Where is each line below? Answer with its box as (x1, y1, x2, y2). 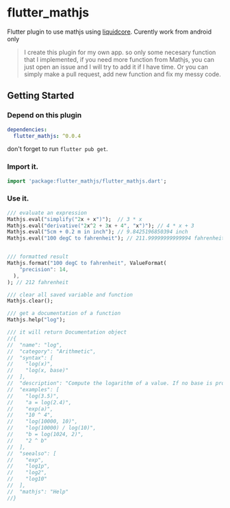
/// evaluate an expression (7, 209, 88, 216)
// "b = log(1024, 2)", (7, 431, 84, 438)
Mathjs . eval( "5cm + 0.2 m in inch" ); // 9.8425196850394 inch (7, 229, 188, 235)
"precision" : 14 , (19, 266, 69, 273)
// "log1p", (7, 463, 51, 470)
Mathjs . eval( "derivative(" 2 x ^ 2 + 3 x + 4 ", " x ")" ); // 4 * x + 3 (7, 222, 194, 229)
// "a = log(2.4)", (7, 399, 72, 406)
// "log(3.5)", (7, 393, 60, 400)
